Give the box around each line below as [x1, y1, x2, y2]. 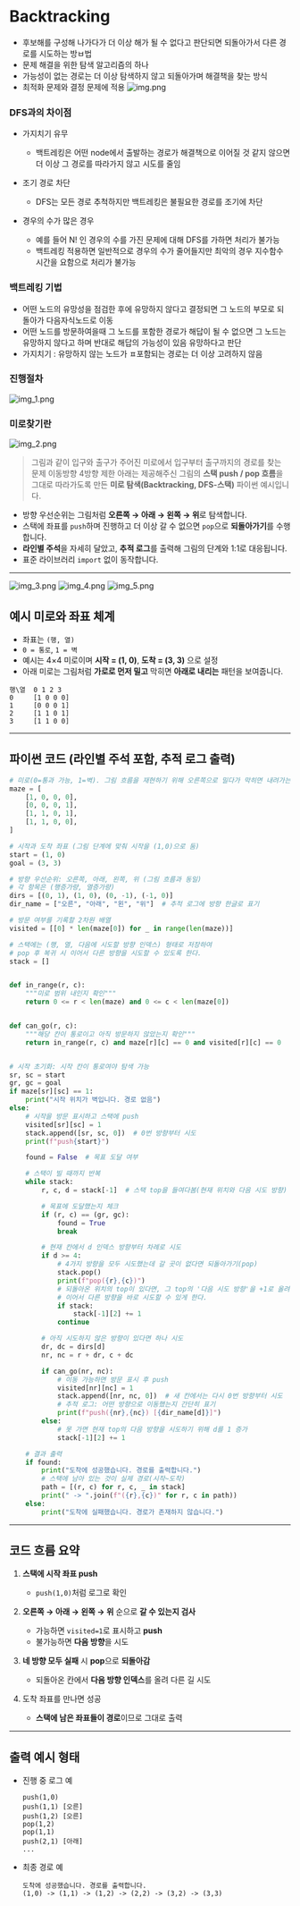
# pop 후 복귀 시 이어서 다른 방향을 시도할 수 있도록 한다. [9, 948, 203, 958]
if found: [25, 1458, 62, 1467]
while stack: [25, 1178, 74, 1187]
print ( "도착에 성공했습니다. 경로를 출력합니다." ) [41, 1466, 202, 1475]
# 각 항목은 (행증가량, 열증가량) [9, 883, 115, 892]
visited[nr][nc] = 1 [56, 1384, 134, 1393]
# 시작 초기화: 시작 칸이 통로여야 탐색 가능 [9, 1062, 150, 1071]
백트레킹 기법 [9, 282, 62, 294]
